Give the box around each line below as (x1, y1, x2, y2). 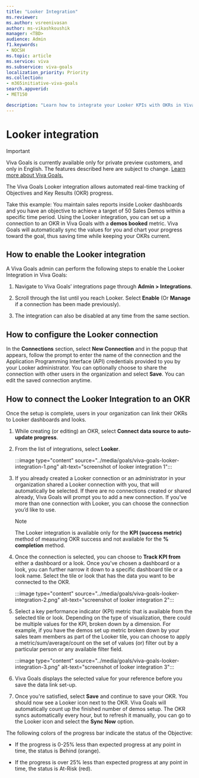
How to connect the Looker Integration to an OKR (6, 394, 191, 404)
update (14, 434, 33, 441)
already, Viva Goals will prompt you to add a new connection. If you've (14, 494, 187, 500)
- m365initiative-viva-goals (6, 81, 78, 87)
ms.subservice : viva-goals (6, 63, 73, 70)
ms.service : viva (6, 58, 49, 64)
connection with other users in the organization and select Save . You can (6, 370, 185, 377)
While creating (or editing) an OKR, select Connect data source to (14, 428, 176, 434)
